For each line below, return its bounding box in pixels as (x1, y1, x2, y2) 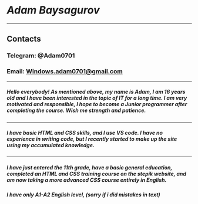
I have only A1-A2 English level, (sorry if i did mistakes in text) (6, 191, 160, 198)
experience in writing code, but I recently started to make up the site (6, 135, 177, 142)
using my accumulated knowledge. (6, 142, 95, 149)
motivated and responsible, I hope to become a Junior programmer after (6, 101, 187, 108)
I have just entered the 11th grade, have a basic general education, (6, 164, 173, 171)
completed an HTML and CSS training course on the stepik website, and (6, 171, 187, 178)
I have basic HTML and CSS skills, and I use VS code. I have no (6, 130, 163, 137)
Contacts (6, 34, 42, 44)
